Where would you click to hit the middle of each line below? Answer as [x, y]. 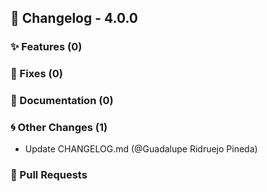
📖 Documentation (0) [62, 101]
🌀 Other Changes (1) [59, 128]
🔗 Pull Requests [49, 175]
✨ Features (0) [46, 47]
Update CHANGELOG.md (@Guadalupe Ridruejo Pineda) [141, 149]
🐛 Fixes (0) [36, 74]
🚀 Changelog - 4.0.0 [74, 18]
